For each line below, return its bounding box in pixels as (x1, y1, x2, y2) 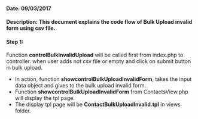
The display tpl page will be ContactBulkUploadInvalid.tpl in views (14, 101, 181, 108)
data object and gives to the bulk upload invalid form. (14, 82, 147, 89)
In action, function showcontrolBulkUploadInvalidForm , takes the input (14, 76, 192, 83)
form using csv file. (6, 24, 56, 32)
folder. (14, 107, 31, 114)
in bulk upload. (6, 64, 43, 71)
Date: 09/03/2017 (6, 5, 51, 12)
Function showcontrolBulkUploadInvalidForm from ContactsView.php (14, 88, 188, 95)
